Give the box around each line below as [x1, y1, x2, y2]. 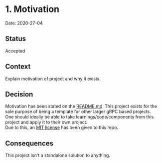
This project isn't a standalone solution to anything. [5, 152, 111, 158]
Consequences [5, 139, 54, 147]
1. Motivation [5, 3, 60, 15]
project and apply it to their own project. [5, 119, 88, 125]
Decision [5, 90, 33, 98]
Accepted [5, 47, 25, 53]
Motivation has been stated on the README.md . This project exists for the [5, 103, 158, 109]
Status [5, 34, 26, 43]
